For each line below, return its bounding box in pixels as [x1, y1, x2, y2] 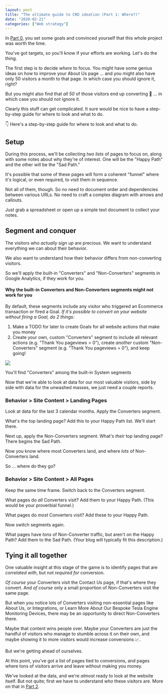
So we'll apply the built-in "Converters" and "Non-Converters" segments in [5, 270, 160, 276]
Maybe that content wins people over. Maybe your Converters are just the [5, 625, 158, 632]
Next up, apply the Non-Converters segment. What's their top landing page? [5, 433, 163, 439]
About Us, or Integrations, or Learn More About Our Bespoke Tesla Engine [5, 605, 158, 611]
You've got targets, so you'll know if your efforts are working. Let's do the [5, 50, 157, 56]
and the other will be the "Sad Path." [5, 161, 80, 168]
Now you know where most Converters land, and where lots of [5, 448, 134, 454]
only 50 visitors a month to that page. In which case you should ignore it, [5, 76, 155, 82]
